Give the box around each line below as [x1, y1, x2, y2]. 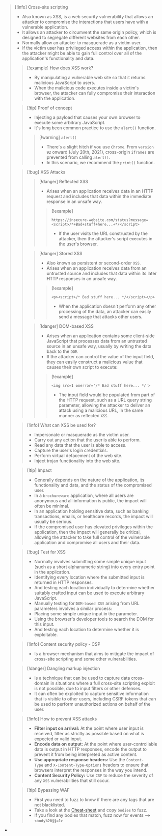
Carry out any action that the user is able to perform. [34, 437, 141, 443]
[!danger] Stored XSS [39, 251, 82, 256]
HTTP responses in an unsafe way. [46, 276, 117, 282]
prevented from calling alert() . [46, 154, 110, 160]
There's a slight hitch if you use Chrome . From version [46, 144, 154, 149]
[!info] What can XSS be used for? [27, 422, 96, 428]
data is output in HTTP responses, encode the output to [34, 747, 147, 752]
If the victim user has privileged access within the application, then [22, 45, 158, 51]
